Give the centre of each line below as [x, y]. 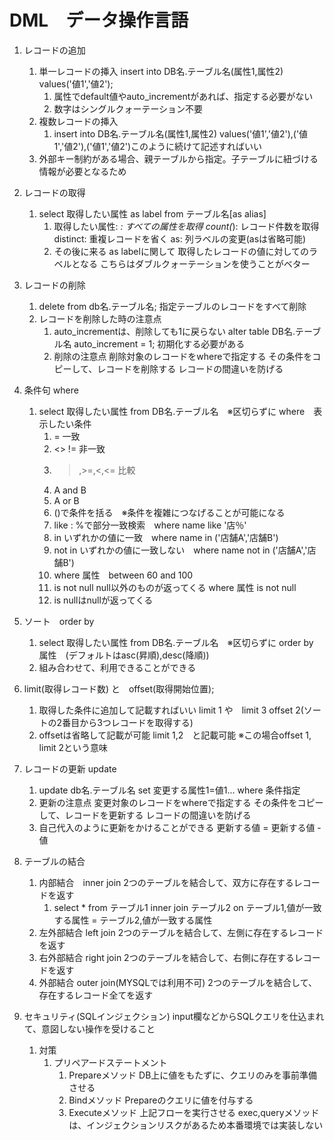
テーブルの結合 [54, 861]
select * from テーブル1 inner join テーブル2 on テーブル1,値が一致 [187, 907]
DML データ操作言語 [99, 20]
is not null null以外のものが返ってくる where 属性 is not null [175, 587]
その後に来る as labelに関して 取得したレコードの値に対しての [181, 251]
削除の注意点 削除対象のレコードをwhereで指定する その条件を [183, 356]
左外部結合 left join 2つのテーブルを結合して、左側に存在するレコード [181, 932]
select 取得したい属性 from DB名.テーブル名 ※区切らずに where [172, 411]
